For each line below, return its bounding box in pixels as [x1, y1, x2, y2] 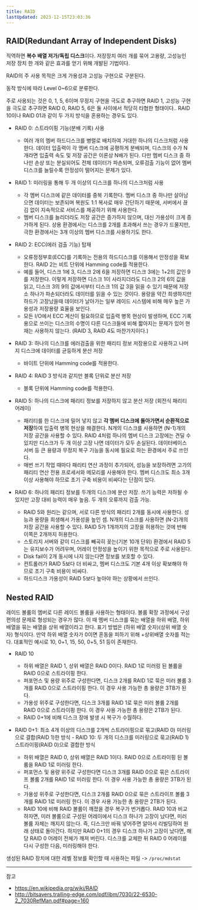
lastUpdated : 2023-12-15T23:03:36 [6, 14, 91, 20]
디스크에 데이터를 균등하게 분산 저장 [21, 347, 103, 354]
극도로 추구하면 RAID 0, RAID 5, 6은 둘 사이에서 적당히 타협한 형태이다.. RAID [12, 104, 190, 112]
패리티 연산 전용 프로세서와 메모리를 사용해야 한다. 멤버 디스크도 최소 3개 [23, 469, 190, 476]
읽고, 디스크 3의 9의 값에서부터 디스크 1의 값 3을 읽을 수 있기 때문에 [23, 283, 178, 290]
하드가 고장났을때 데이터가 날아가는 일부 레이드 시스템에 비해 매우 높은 [23, 298, 184, 305]
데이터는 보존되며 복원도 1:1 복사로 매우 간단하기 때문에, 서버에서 [34, 199, 182, 206]
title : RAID [6, 8, 35, 15]
